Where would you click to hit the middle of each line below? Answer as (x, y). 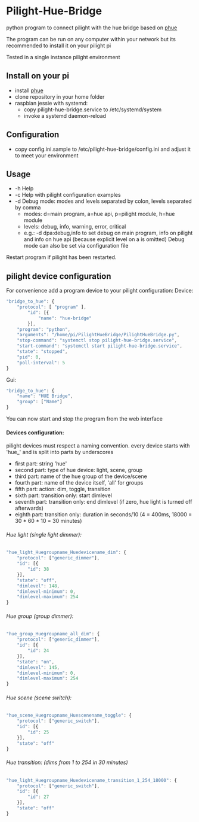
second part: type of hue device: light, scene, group (79, 470)
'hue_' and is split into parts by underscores (60, 452)
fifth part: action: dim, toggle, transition (63, 489)
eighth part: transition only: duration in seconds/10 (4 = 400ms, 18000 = (103, 514)
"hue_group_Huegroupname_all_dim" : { (53, 634)
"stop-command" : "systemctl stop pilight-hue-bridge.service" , (97, 340)
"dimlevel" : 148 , (38, 586)
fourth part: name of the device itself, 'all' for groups (79, 483)
